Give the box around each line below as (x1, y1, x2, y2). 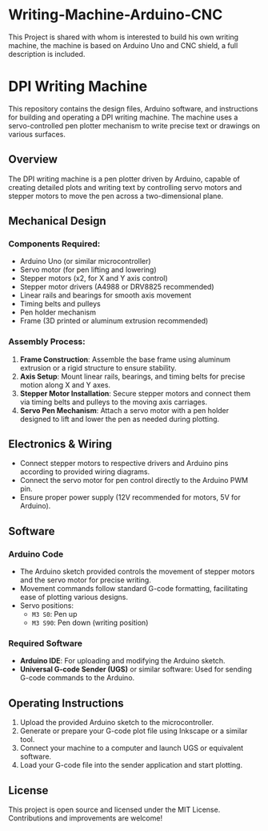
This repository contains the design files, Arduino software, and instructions (8, 103, 258, 113)
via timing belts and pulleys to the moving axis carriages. (19, 397, 208, 407)
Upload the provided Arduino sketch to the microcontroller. (19, 718, 214, 728)
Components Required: (8, 238, 101, 249)
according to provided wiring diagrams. (19, 467, 150, 476)
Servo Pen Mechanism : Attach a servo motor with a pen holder (19, 405, 230, 415)
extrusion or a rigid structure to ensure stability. (19, 363, 178, 372)
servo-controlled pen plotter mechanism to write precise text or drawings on (8, 120, 261, 130)
